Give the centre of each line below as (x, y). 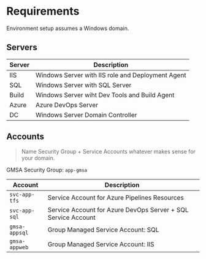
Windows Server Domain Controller (86, 114)
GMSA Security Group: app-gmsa (47, 170)
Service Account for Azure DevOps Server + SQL (118, 209)
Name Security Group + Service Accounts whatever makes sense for (109, 151)
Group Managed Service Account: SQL (103, 230)
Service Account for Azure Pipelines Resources (116, 197)
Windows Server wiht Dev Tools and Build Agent (105, 95)
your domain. (38, 158)
